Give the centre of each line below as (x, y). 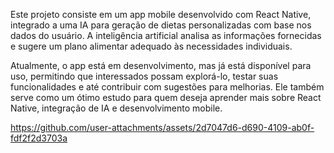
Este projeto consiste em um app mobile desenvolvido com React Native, (161, 14)
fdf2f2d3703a (39, 138)
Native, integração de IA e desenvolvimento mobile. (116, 108)
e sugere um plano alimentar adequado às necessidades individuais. (151, 46)
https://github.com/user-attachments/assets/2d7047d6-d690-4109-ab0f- (162, 127)
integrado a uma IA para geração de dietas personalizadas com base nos (161, 25)
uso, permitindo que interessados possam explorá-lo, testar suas (144, 76)
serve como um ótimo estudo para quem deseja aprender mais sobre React (166, 97)
